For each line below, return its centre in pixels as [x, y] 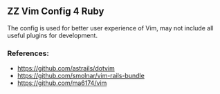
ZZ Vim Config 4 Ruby [56, 11]
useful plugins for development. [53, 35]
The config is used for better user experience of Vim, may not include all [110, 28]
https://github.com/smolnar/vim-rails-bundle [81, 76]
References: [28, 53]
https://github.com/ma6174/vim [62, 83]
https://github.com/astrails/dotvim [66, 68]
